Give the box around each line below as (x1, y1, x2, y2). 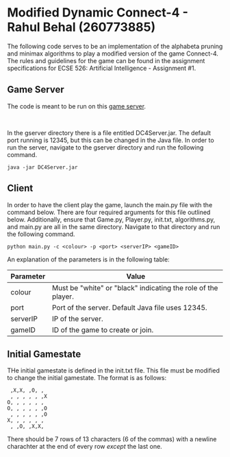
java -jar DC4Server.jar (7, 163, 78, 171)
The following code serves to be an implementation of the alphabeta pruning (7, 42, 223, 50)
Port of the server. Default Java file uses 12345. (51, 303, 207, 312)
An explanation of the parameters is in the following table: (7, 255, 170, 263)
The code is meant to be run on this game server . (7, 102, 146, 110)
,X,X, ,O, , (10, 387, 44, 394)
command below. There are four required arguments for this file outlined (7, 208, 211, 216)
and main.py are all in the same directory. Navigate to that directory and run (7, 222, 220, 231)
